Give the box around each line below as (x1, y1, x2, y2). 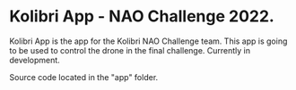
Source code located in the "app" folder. (9, 71, 159, 82)
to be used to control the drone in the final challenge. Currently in (9, 45, 251, 55)
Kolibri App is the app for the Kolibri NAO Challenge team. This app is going (9, 36, 288, 46)
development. (9, 54, 60, 65)
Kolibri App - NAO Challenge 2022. (9, 6, 275, 27)
